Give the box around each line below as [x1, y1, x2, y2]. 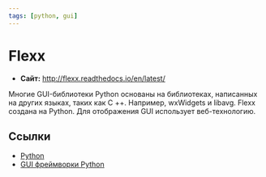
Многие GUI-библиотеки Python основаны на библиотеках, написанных [8, 89, 258, 99]
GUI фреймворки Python [19, 159, 105, 170]
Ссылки [8, 129, 51, 143]
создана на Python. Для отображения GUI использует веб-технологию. [8, 106, 256, 116]
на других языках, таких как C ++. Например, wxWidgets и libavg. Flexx [8, 98, 255, 107]
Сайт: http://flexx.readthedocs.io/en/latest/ [19, 74, 166, 83]
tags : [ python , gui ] [8, 11, 79, 20]
